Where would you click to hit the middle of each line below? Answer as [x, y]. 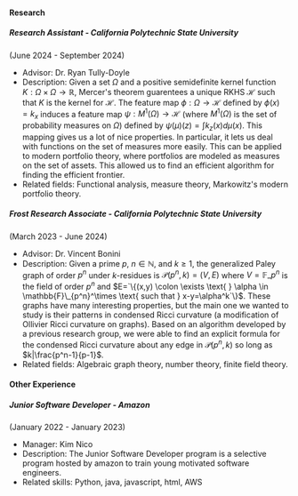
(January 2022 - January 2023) [68, 428]
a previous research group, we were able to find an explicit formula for [151, 334]
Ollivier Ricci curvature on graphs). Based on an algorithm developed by [154, 324]
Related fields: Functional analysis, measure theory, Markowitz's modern [155, 184]
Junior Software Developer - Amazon [80, 404]
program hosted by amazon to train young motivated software [136, 463]
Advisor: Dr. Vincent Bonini [71, 253]
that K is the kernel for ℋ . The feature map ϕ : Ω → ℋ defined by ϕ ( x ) [151, 102]
